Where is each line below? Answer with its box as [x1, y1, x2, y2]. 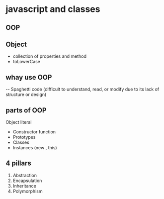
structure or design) [5, 92, 47, 98]
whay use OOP [5, 73, 52, 82]
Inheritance [12, 183, 37, 189]
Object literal [5, 119, 32, 125]
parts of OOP [5, 106, 47, 114]
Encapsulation [12, 178, 42, 184]
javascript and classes [5, 3, 100, 15]
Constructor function [12, 129, 56, 135]
